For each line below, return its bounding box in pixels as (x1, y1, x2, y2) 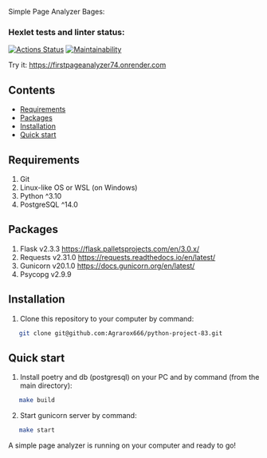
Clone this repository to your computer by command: (19, 314, 194, 323)
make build (18, 397, 56, 405)
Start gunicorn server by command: (19, 411, 137, 420)
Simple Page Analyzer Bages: (8, 7, 105, 16)
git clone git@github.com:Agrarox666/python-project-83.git (18, 329, 223, 338)
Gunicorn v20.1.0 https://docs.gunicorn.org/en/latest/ (19, 261, 195, 270)
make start (18, 426, 56, 434)
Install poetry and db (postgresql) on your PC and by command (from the (19, 373, 260, 382)
